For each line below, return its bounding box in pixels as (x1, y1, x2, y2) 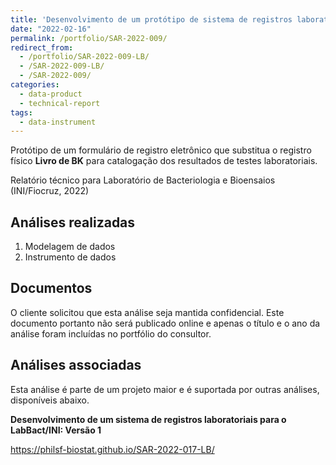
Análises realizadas (10, 214, 136, 231)
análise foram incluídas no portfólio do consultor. (10, 327, 212, 340)
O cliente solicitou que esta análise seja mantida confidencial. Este (10, 306, 285, 318)
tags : (10, 107, 33, 118)
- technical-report (19, 98, 101, 108)
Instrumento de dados (24, 251, 117, 263)
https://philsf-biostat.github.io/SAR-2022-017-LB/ (10, 443, 215, 455)
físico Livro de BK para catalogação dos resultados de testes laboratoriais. (10, 155, 318, 167)
